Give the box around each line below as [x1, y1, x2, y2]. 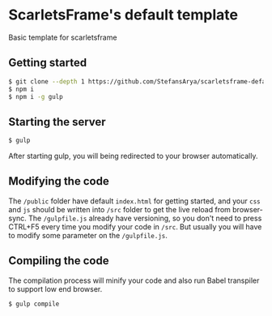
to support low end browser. [8, 284, 103, 293]
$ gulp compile [8, 300, 60, 308]
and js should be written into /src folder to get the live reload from [8, 204, 231, 214]
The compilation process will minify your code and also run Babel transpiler [8, 275, 260, 285]
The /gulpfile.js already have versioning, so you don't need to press [28, 213, 262, 223]
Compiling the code [8, 254, 109, 268]
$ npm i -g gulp [8, 92, 63, 100]
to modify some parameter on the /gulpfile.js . [8, 230, 168, 240]
